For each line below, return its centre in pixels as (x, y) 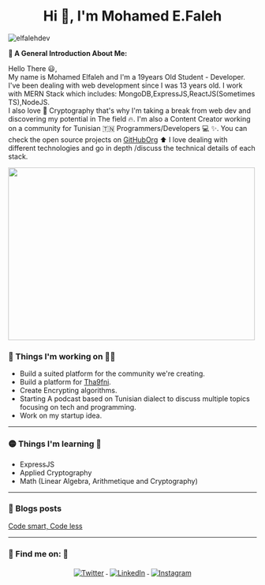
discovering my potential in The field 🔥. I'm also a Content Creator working (129, 118)
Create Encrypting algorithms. (68, 391)
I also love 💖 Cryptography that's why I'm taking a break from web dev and (129, 111)
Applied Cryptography (56, 472)
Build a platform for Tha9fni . (65, 382)
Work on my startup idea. (61, 416)
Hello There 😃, (33, 68)
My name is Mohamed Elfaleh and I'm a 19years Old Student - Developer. (127, 77)
